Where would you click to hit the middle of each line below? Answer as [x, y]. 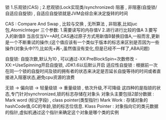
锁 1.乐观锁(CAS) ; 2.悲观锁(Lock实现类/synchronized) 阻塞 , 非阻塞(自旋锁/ [81, 7]
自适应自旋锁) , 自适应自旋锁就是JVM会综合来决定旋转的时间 [67, 13]
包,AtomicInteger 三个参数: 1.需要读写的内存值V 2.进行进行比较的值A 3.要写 [81, 30]
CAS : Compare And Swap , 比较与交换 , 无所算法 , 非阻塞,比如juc [71, 24]
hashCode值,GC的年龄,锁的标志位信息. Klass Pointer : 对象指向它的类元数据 [82, 106]
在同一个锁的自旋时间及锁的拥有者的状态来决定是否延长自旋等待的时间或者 [81, 71]
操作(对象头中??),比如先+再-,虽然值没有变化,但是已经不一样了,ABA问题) [77, 48]
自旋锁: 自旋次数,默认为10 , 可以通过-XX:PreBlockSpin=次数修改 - [71, 59]
